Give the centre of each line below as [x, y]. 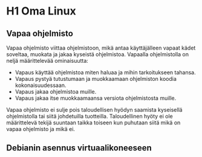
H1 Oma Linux [41, 11]
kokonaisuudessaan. [41, 85]
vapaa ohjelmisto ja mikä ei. [41, 129]
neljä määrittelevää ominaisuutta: [47, 61]
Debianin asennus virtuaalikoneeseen [79, 148]
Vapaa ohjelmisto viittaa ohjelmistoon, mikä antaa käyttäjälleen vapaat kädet [101, 48]
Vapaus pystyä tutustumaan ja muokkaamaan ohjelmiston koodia [96, 79]
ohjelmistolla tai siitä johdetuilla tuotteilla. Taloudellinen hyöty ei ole [90, 116]
